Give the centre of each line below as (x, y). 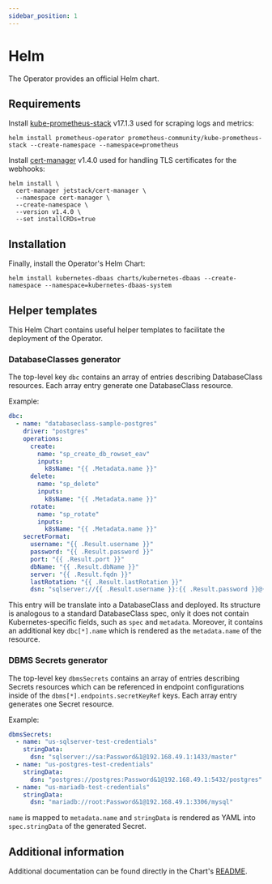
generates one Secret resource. (62, 704)
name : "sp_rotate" (68, 514)
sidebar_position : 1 (43, 16)
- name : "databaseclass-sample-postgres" (87, 424)
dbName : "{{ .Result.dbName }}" (84, 567)
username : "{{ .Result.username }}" (91, 544)
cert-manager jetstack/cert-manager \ (81, 191)
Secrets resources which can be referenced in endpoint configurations (126, 686)
